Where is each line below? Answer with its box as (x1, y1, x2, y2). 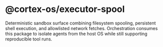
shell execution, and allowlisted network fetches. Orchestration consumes (5, 25, 158, 31)
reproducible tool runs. (5, 36, 53, 42)
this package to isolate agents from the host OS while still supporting (5, 30, 147, 36)
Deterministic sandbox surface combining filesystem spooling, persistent (5, 20, 156, 26)
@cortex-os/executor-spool (5, 3, 125, 15)
